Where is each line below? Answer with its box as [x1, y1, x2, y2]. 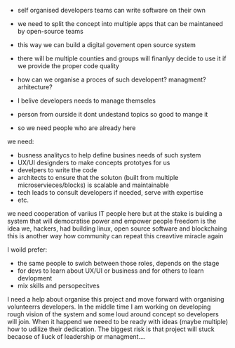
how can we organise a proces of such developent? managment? [17, 75, 206, 84]
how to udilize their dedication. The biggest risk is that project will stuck [7, 325, 215, 333]
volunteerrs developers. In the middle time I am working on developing [7, 302, 211, 311]
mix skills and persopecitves [17, 281, 100, 290]
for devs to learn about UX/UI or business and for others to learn [17, 266, 205, 275]
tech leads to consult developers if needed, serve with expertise [17, 188, 203, 196]
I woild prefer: [7, 245, 48, 254]
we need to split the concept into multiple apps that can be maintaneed [17, 20, 223, 27]
